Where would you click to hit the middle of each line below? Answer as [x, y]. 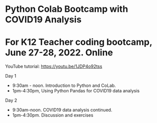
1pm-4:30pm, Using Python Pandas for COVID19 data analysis [76, 91]
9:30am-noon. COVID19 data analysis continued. [62, 110]
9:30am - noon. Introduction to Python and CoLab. [64, 85]
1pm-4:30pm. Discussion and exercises [53, 115]
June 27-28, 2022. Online [59, 53]
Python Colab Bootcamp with [67, 9]
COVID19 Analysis [43, 20]
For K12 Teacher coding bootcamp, [79, 42]
